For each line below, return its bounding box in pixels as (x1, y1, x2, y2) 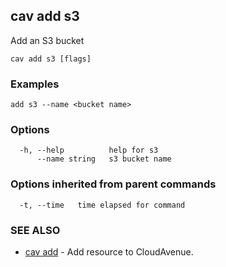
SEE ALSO (10, 223, 61, 237)
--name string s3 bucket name (36, 154, 172, 164)
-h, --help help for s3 (19, 145, 159, 156)
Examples (10, 77, 60, 91)
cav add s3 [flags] (10, 54, 92, 64)
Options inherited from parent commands (10, 177, 217, 191)
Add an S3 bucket (10, 34, 85, 46)
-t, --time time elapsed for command (19, 200, 186, 210)
